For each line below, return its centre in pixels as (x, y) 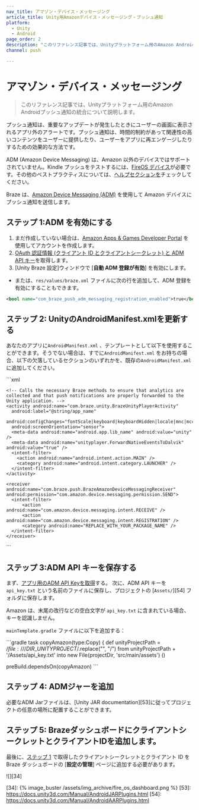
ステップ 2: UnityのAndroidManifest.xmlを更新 (93, 319)
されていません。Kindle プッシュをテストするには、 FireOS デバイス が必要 (96, 167)
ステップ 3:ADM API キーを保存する (72, 568)
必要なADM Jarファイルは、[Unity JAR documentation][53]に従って (89, 702)
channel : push (24, 51)
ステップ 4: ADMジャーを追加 (60, 687)
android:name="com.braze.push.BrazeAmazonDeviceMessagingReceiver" (91, 489)
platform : (18, 23)
